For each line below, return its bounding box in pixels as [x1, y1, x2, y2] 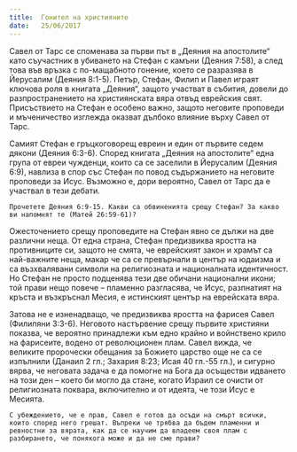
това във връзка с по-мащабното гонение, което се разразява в [9, 64, 254, 75]
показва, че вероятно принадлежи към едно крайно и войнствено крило [9, 327, 286, 338]
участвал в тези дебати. [9, 185, 100, 196]
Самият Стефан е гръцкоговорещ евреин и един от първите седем [9, 138, 264, 149]
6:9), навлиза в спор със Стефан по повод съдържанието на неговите [9, 166, 275, 177]
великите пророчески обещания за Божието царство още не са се [9, 347, 262, 357]
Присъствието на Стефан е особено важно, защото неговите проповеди [9, 102, 285, 113]
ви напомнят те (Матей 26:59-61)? [9, 210, 137, 219]
